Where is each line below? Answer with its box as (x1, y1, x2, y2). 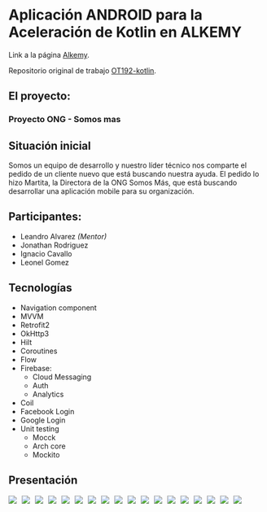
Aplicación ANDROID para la (8, 6, 204, 24)
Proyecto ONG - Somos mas (8, 114, 121, 125)
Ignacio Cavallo (20, 248, 72, 258)
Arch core (32, 441, 67, 451)
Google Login (20, 415, 66, 425)
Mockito (32, 449, 60, 459)
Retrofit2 (20, 320, 50, 330)
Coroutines (20, 346, 58, 356)
